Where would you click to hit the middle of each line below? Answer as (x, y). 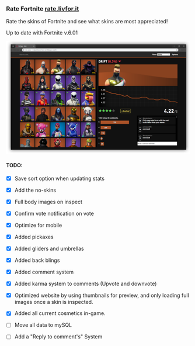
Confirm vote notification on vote (54, 213)
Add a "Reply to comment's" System (58, 337)
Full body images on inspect (48, 202)
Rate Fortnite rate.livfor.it (43, 9)
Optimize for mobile (38, 225)
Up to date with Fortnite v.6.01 (42, 33)
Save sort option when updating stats (60, 178)
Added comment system (44, 272)
